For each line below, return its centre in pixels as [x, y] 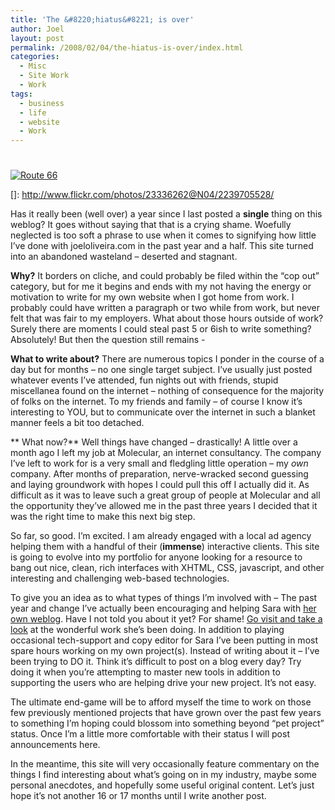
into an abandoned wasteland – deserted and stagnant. [124, 257]
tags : [21, 94]
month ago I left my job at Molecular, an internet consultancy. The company [166, 453]
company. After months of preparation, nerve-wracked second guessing [159, 474]
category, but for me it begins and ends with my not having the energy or [161, 287]
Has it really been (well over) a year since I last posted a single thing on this [166, 214]
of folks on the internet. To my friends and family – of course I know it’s [156, 402]
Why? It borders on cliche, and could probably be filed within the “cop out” [165, 276]
